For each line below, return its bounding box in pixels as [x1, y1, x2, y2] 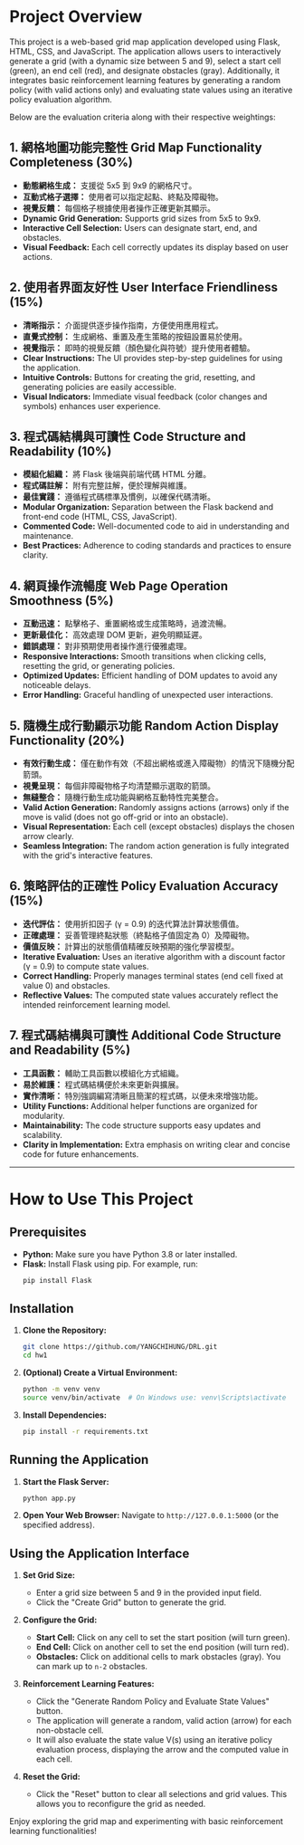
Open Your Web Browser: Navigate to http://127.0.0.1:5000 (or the [22, 1510, 279, 1521]
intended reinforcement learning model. [22, 999, 171, 1010]
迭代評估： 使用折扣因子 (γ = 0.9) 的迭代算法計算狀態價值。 [22, 918, 244, 929]
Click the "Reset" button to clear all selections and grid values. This [35, 1789, 288, 1800]
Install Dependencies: [22, 1410, 107, 1420]
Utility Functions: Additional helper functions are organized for [22, 1100, 258, 1111]
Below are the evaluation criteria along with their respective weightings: [9, 111, 276, 122]
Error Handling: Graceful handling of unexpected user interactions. [22, 690, 273, 701]
